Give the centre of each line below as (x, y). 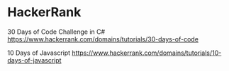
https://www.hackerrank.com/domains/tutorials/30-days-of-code (103, 39)
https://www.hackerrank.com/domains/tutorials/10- (147, 53)
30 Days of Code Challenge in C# (56, 32)
